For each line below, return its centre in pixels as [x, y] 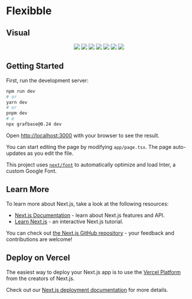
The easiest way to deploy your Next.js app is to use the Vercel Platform [94, 272]
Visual [18, 33]
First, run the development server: [47, 80]
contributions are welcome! [39, 239]
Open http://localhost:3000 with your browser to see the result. [83, 135]
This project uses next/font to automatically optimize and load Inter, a [91, 164]
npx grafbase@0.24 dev [34, 124]
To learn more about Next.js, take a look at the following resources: [87, 204]
